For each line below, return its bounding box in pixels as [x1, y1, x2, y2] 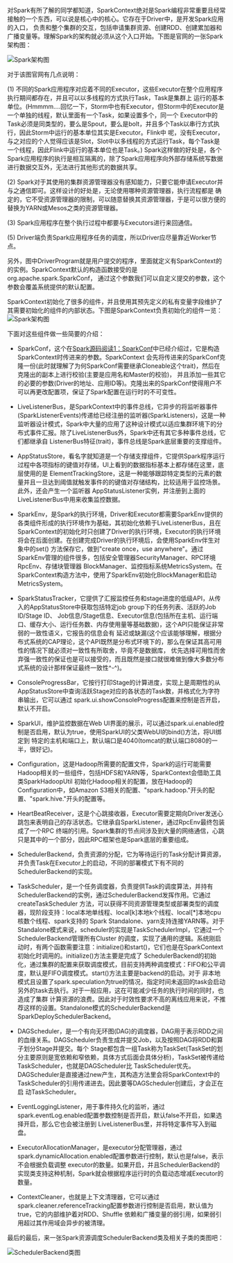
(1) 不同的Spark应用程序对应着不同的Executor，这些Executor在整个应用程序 [7, 85, 223, 93]
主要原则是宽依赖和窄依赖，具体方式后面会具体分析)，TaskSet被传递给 [23, 1053, 225, 1061]
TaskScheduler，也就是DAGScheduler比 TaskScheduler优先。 [17, 1062, 196, 1070]
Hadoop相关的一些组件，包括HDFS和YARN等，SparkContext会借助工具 [17, 769, 222, 777]
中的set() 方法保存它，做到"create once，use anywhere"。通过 [23, 545, 204, 553]
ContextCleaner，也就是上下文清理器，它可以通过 [17, 1193, 159, 1201]
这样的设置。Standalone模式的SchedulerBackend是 [23, 1003, 171, 1012]
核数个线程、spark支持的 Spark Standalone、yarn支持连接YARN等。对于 [17, 917, 225, 925]
